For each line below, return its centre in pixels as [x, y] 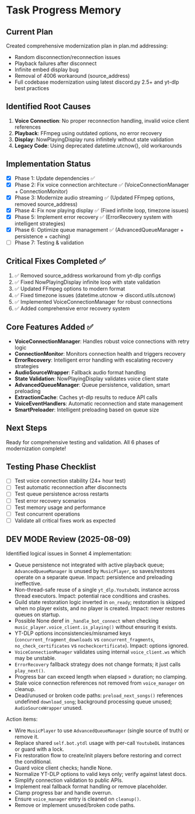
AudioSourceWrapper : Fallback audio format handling [80, 372]
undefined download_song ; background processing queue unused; [93, 701]
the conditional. [33, 761]
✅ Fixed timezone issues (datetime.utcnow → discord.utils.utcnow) [95, 295]
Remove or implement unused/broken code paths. [75, 805]
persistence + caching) [42, 236]
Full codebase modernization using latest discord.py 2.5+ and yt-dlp [97, 82]
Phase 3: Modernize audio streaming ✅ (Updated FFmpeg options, [95, 197]
